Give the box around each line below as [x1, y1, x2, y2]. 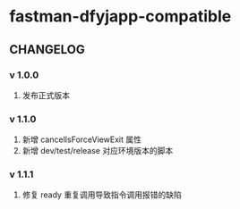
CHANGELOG [9, 42, 85, 57]
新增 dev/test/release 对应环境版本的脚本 [21, 146, 174, 156]
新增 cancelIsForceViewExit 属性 [21, 134, 141, 145]
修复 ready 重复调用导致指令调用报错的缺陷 [21, 189, 182, 200]
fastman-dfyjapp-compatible [9, 6, 232, 27]
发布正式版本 [21, 89, 70, 100]
